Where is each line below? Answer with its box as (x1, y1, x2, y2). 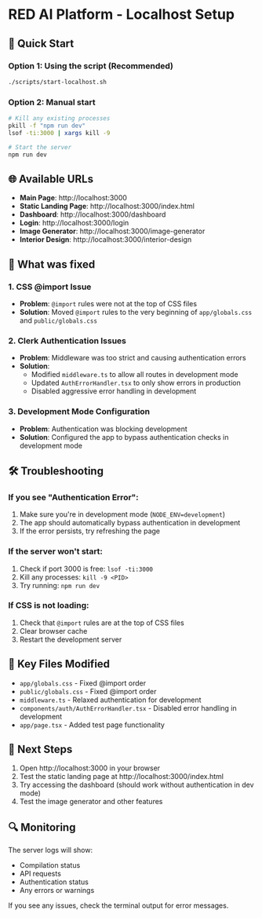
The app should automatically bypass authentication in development (19, 518, 241, 528)
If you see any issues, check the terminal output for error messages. (8, 901, 229, 910)
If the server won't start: (8, 546, 104, 557)
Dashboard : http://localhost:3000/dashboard (19, 210, 166, 219)
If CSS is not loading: (8, 600, 89, 611)
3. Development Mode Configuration (8, 406, 151, 417)
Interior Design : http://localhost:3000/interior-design (19, 235, 192, 244)
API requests (19, 869, 61, 879)
